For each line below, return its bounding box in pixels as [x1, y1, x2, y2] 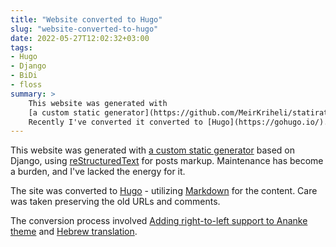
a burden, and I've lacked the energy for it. [10, 166, 186, 178]
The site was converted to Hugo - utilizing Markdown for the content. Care [10, 185, 318, 197]
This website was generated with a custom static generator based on [10, 144, 295, 156]
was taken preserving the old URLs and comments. [10, 196, 221, 208]
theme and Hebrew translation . [10, 226, 138, 238]
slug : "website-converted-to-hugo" [10, 24, 159, 34]
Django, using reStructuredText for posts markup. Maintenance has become [10, 155, 324, 167]
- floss [10, 80, 43, 90]
